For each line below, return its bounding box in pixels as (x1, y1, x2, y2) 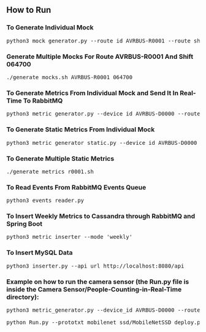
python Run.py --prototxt (6, 319, 85, 326)
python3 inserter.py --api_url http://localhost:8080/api (6, 262, 185, 269)
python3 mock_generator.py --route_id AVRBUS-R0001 (6, 37, 166, 44)
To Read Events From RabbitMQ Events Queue (6, 183, 147, 191)
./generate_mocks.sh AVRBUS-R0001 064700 (6, 74, 133, 80)
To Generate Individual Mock (6, 23, 94, 32)
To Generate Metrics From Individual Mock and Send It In (6, 88, 179, 97)
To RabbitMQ (23, 96, 63, 105)
